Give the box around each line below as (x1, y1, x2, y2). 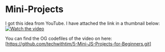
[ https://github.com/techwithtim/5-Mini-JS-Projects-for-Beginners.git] (5, 40, 151, 46)
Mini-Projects (5, 4, 64, 15)
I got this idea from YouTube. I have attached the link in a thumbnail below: (5, 20, 160, 26)
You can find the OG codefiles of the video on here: (5, 35, 113, 41)
